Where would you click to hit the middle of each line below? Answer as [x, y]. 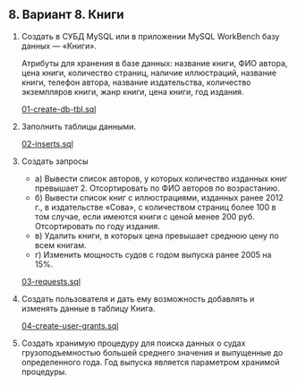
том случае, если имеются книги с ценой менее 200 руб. [145, 216]
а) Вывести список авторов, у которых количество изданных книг [161, 178]
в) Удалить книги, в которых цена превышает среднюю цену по [157, 236]
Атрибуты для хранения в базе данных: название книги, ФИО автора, [154, 63]
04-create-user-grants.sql [70, 325]
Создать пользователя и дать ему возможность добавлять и [138, 298]
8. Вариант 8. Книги [66, 15]
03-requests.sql [51, 281]
